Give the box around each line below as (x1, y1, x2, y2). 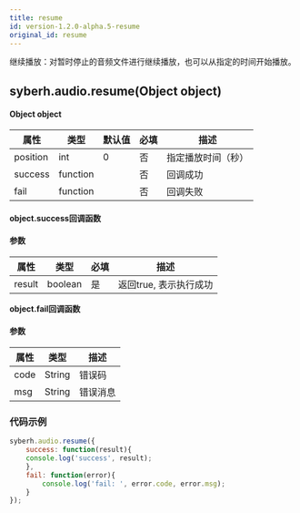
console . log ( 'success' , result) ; (25, 454, 153, 463)
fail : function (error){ (25, 470, 116, 479)
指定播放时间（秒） (166, 151, 249, 164)
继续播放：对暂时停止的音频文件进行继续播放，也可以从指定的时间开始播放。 (9, 56, 296, 67)
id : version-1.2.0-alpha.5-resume (9, 22, 141, 31)
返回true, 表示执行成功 (117, 278, 214, 291)
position (14, 150, 48, 163)
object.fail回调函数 (9, 303, 81, 314)
